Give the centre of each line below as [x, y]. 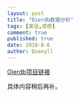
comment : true [27, 32]
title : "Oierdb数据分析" [40, 20]
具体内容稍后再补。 [34, 86]
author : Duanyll [30, 52]
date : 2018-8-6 [29, 45]
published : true [30, 39]
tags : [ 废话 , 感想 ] [31, 26]
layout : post [26, 13]
